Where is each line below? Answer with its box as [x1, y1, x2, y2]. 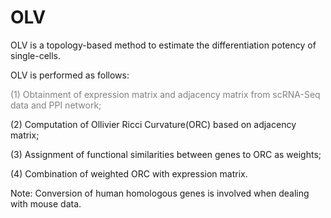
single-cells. [10, 49, 61, 61]
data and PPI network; [10, 99, 102, 111]
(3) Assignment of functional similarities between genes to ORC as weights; [10, 148, 322, 160]
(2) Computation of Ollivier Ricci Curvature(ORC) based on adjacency [10, 118, 297, 130]
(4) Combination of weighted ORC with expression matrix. [10, 167, 248, 180]
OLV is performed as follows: [10, 69, 130, 81]
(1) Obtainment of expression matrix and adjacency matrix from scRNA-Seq [10, 88, 321, 100]
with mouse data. [10, 197, 82, 210]
